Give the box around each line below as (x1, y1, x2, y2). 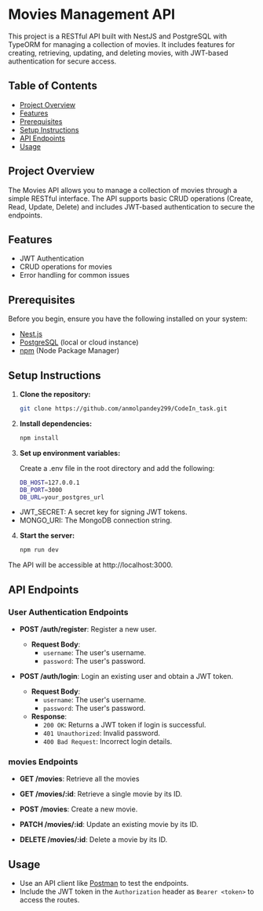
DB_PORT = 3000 (19, 486, 63, 494)
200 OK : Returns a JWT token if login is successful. (42, 720, 206, 729)
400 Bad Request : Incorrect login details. (42, 736, 173, 746)
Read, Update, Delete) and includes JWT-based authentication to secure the (8, 202, 255, 211)
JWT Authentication (19, 253, 85, 264)
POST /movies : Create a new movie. (19, 804, 138, 814)
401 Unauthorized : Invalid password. (42, 728, 161, 738)
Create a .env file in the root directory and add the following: (19, 463, 215, 472)
